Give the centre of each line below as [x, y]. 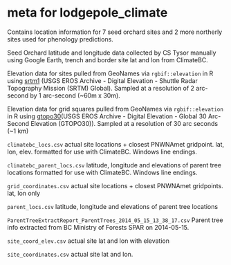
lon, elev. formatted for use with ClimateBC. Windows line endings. [102, 152]
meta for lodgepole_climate [87, 13]
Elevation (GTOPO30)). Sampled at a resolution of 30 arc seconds [124, 123]
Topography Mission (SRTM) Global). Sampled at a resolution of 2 [101, 88]
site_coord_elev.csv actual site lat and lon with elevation [88, 241]
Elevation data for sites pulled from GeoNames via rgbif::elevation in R [110, 73]
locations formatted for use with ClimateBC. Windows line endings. [102, 172]
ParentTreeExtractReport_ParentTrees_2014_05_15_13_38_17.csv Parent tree [115, 220]
